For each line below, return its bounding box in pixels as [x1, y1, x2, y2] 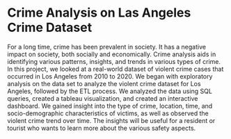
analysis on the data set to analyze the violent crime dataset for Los [7, 79, 201, 88]
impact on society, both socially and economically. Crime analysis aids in [7, 50, 216, 58]
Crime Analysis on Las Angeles [7, 5, 191, 21]
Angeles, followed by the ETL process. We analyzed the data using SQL [7, 87, 212, 95]
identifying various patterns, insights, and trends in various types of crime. [7, 57, 221, 65]
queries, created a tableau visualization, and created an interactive [7, 94, 198, 102]
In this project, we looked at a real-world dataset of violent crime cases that [7, 65, 224, 73]
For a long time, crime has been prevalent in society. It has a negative [7, 42, 207, 51]
